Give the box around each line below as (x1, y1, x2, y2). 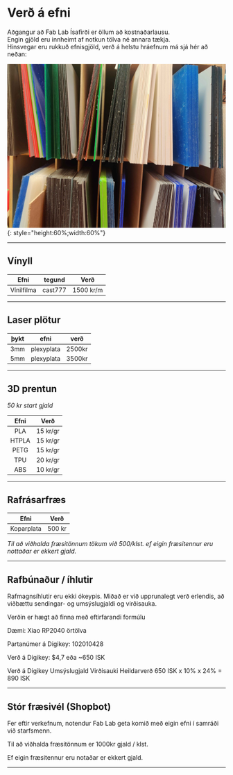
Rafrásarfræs (7, 494, 67, 506)
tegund (44, 275, 66, 284)
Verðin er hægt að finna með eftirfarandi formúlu (7, 613, 146, 622)
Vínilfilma (10, 286, 37, 294)
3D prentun (7, 383, 58, 395)
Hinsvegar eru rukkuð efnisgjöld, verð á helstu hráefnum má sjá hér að (7, 42, 209, 51)
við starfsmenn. (7, 726, 52, 735)
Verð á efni (7, 5, 71, 21)
